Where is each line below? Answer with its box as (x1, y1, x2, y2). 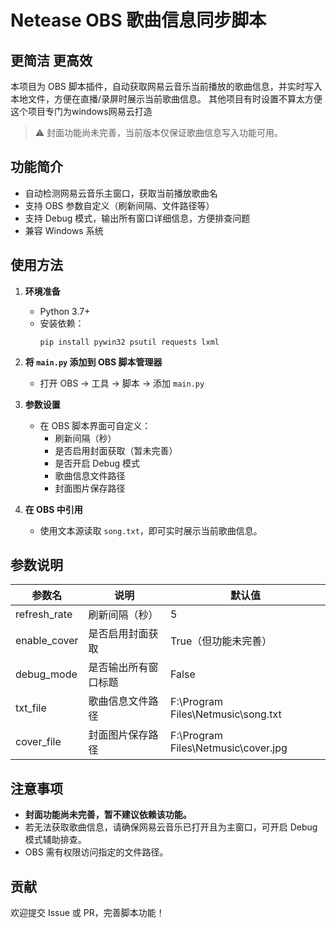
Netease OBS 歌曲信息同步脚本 (10, 9, 267, 32)
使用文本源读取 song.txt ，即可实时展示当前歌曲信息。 (39, 524, 263, 536)
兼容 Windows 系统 (24, 224, 104, 236)
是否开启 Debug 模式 (54, 457, 140, 469)
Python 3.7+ (39, 305, 91, 317)
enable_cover (15, 634, 79, 648)
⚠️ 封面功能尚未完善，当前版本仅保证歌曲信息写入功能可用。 (34, 127, 284, 138)
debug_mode (15, 667, 78, 681)
